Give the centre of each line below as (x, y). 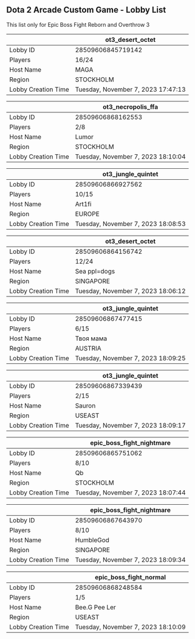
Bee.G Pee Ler (96, 607)
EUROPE (87, 214)
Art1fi (83, 204)
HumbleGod (92, 540)
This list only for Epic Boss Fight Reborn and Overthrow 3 (78, 24)
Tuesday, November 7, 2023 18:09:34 (131, 559)
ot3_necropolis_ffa (130, 107)
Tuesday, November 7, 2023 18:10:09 (131, 627)
